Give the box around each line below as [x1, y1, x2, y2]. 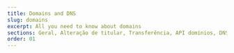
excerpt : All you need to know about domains [7, 23, 141, 30]
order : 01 [7, 36, 36, 43]
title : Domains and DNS [7, 10, 77, 17]
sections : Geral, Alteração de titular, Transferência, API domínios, [7, 29, 217, 36]
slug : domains [7, 17, 49, 23]
